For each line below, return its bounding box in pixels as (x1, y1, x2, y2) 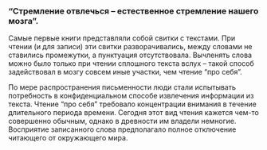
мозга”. (8, 15, 39, 26)
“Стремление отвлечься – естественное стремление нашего (8, 6, 259, 17)
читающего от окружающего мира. (8, 133, 128, 143)
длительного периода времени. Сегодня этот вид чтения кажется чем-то (8, 108, 259, 117)
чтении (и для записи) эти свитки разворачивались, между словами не (8, 42, 253, 52)
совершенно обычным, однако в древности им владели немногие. (8, 117, 237, 126)
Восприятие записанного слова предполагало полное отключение (8, 125, 237, 134)
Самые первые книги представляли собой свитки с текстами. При (8, 33, 236, 43)
